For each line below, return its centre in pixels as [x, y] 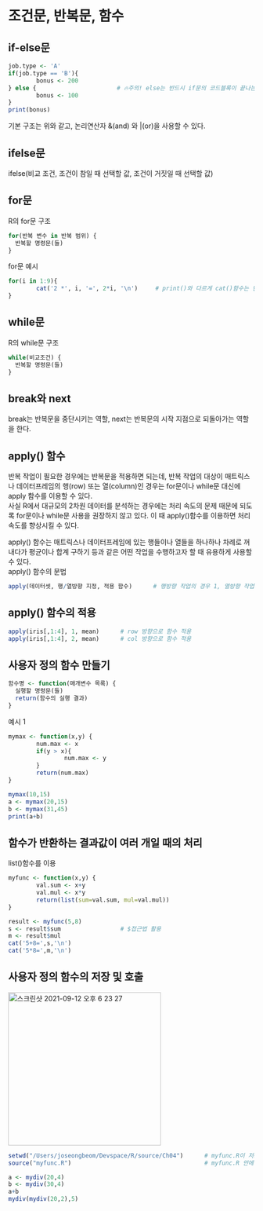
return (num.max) [63, 773]
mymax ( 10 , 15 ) [29, 794]
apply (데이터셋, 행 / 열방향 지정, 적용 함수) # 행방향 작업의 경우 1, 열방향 [124, 587]
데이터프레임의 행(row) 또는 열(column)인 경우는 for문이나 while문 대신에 [128, 486]
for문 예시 [23, 266]
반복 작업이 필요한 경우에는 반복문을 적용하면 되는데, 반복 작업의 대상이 [115, 477]
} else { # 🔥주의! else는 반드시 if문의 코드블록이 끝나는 [132, 88]
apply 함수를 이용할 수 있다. [50, 496]
